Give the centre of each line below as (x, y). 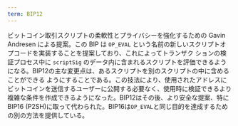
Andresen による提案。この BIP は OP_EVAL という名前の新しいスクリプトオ (117, 44)
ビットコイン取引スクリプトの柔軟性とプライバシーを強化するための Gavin (117, 35)
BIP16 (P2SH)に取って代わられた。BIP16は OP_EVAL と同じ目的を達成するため (118, 106)
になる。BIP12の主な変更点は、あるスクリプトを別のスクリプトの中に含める (119, 70)
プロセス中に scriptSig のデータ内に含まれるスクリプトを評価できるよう (120, 62)
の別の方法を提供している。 (48, 115)
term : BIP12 (25, 14)
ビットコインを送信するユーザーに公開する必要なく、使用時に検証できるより (120, 88)
